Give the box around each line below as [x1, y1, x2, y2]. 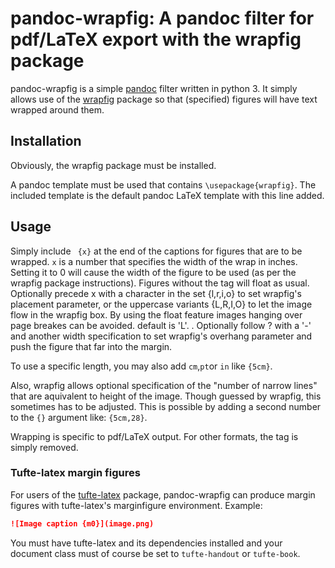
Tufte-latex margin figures [10, 466, 141, 480]
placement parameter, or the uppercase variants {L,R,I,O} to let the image [10, 298, 313, 310]
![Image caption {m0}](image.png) [10, 518, 155, 529]
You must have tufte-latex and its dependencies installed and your [10, 537, 283, 549]
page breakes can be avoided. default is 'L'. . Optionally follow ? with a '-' [10, 319, 312, 331]
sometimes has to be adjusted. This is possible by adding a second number [10, 400, 322, 412]
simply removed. [10, 441, 79, 453]
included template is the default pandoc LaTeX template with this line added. [10, 189, 325, 201]
